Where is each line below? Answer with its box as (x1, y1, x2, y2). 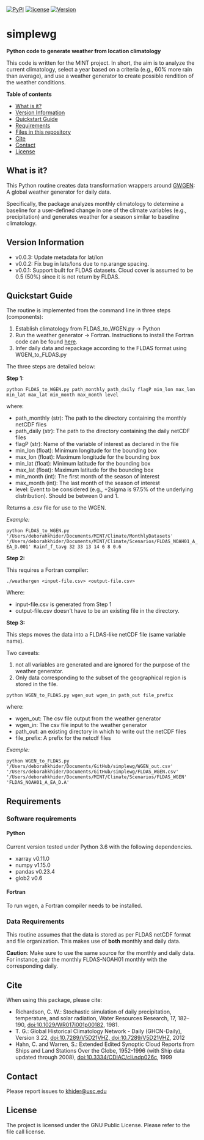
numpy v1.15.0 (15, 861, 51, 869)
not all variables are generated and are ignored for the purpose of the (15, 661, 191, 668)
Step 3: (6, 619, 26, 626)
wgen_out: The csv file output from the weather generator (15, 715, 161, 722)
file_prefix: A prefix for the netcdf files (15, 734, 111, 742)
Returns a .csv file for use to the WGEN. (6, 504, 107, 511)
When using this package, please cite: (6, 996, 103, 1004)
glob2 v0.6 (15, 874, 43, 882)
